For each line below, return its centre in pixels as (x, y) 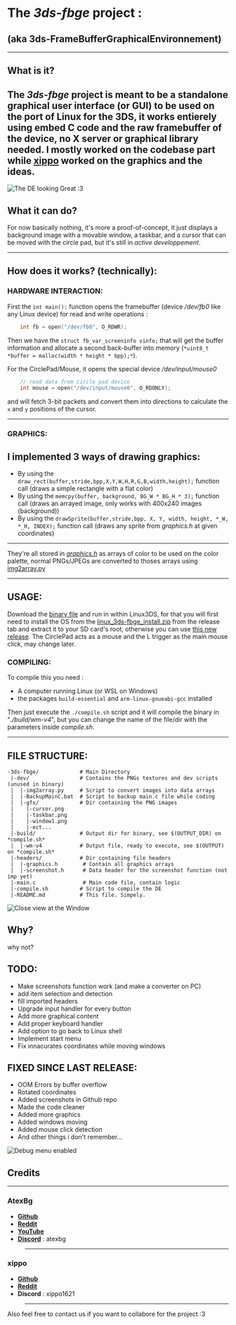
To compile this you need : (46, 678)
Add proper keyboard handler (60, 1023)
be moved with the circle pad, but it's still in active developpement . (104, 243)
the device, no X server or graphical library (103, 138)
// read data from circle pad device (75, 382)
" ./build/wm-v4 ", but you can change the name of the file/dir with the (107, 720)
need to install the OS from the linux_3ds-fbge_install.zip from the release (113, 621)
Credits (24, 1173)
